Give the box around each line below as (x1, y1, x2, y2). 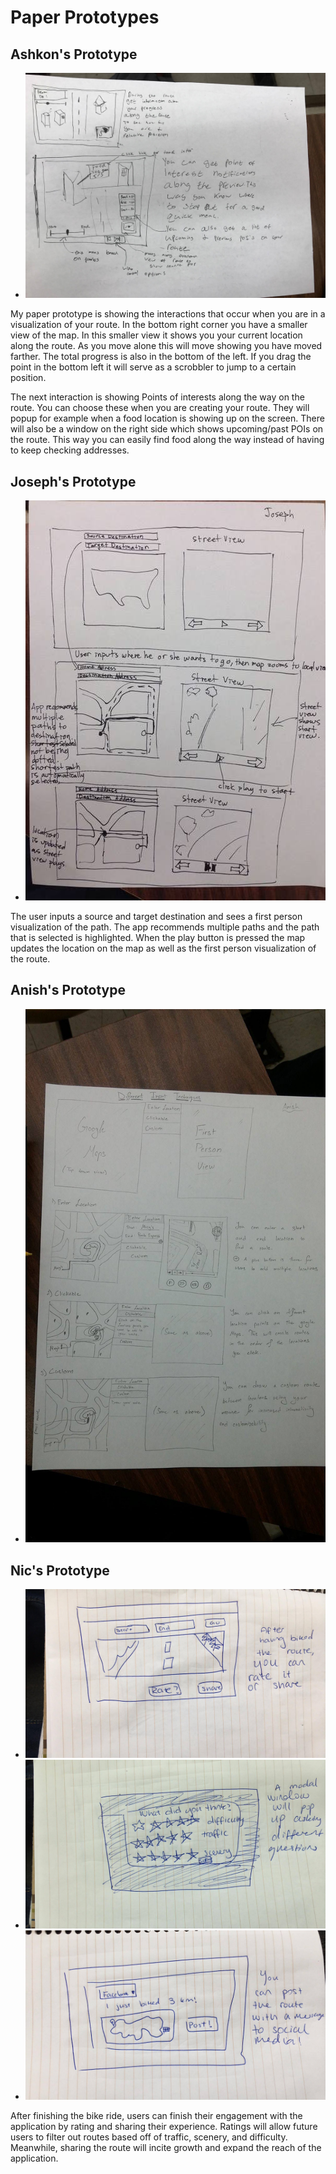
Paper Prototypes (10, 6, 160, 29)
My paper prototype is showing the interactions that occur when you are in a (10, 308, 326, 320)
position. (10, 372, 47, 384)
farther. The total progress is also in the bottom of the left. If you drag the (10, 351, 312, 363)
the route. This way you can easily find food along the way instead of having (10, 434, 325, 446)
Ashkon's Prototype (10, 46, 138, 63)
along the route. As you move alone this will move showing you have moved (10, 340, 323, 352)
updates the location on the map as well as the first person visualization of (10, 942, 317, 954)
